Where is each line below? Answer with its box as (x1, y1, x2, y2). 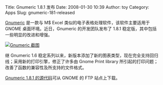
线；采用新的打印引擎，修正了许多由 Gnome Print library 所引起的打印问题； (5, 59, 158, 64)
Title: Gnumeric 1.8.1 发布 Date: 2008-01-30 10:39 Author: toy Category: (5, 4, 149, 10)
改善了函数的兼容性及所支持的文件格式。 (5, 65, 87, 70)
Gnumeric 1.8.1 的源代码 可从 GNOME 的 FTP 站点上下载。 (5, 75, 120, 81)
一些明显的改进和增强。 (5, 32, 52, 37)
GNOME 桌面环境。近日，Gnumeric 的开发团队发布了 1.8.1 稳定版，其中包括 (5, 26, 157, 32)
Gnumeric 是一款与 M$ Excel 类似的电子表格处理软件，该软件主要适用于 (5, 20, 150, 25)
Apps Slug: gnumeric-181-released (5, 10, 75, 16)
